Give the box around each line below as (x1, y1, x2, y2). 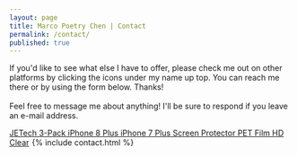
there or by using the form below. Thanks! (9, 82, 164, 92)
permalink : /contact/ (9, 30, 91, 39)
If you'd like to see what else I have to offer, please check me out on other (9, 63, 283, 74)
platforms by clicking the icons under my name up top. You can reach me (9, 73, 280, 83)
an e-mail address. (9, 110, 79, 121)
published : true (9, 38, 70, 48)
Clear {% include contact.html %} (9, 137, 135, 148)
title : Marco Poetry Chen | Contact (9, 22, 146, 30)
